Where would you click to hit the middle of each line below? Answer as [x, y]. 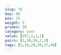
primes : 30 [16, 27]
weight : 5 [15, 23]
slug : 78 [14, 9]
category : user [20, 32]
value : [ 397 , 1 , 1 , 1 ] [24, 36]
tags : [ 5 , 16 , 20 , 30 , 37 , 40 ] [31, 45]
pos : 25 [13, 18]
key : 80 [13, 14]
